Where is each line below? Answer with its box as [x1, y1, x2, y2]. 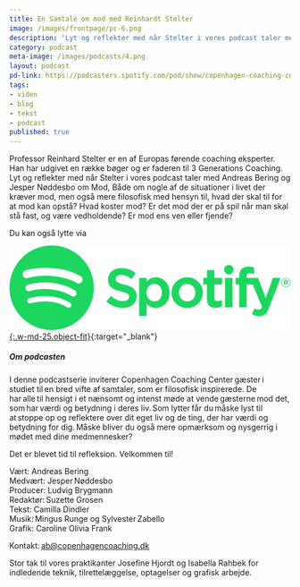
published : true [9, 128, 70, 137]
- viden [9, 89, 38, 98]
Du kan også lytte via [9, 228, 87, 239]
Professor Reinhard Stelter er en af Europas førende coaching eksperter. [9, 153, 276, 165]
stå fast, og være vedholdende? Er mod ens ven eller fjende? [9, 210, 234, 221]
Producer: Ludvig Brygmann [9, 484, 113, 496]
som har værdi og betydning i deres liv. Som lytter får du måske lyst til [9, 403, 263, 413]
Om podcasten [9, 352, 66, 362]
